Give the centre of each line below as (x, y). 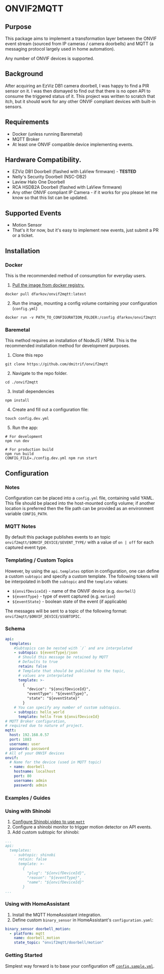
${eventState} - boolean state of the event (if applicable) (70, 601)
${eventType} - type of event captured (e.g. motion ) (64, 596)
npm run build (20, 454)
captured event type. (26, 547)
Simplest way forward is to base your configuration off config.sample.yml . (80, 966)
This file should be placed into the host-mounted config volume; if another (80, 503)
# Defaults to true (38, 662)
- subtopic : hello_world (39, 712)
